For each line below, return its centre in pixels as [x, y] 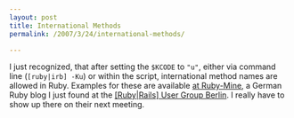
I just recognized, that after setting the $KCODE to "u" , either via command [143, 67]
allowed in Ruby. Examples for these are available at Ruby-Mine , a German [146, 86]
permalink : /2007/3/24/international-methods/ [97, 34]
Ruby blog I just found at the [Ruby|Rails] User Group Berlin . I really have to [147, 95]
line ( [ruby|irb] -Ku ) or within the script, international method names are [143, 76]
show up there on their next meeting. [77, 105]
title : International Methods [65, 26]
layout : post [33, 17]
